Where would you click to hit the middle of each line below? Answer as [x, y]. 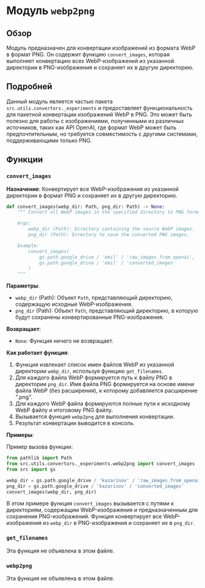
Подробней [29, 87]
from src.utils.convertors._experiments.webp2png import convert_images [101, 464]
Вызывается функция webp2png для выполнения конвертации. [95, 417]
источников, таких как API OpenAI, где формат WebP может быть [92, 127]
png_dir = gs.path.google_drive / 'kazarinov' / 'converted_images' [95, 486]
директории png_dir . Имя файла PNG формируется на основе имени [104, 384]
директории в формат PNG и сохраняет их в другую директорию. [92, 195]
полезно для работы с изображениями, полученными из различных [95, 121]
